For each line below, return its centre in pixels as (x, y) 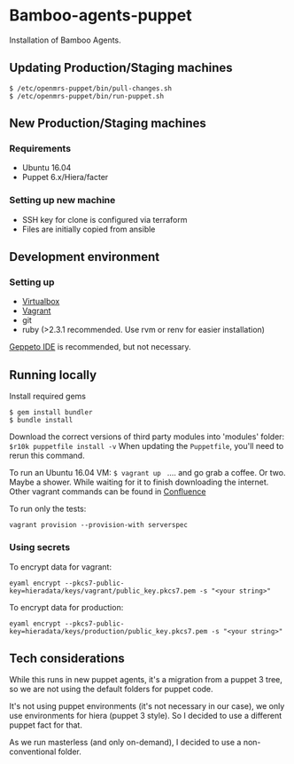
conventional (33, 752)
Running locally (53, 375)
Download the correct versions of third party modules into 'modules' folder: (147, 437)
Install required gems (48, 397)
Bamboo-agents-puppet (101, 16)
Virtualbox (41, 302)
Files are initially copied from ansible (89, 229)
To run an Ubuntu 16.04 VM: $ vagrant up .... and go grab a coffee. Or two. (147, 473)
